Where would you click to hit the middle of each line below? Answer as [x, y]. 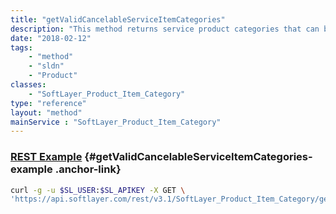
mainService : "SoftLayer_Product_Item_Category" [116, 122]
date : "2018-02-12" [51, 38]
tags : [21, 47]
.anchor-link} [88, 169]
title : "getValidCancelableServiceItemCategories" [118, 19]
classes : [28, 85]
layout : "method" [46, 112]
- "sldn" [46, 66]
